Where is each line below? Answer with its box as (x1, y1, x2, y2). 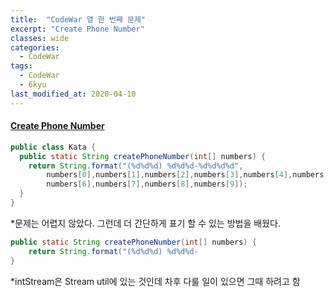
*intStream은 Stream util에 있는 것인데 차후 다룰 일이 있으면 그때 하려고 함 (10, 275, 301, 287)
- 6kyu (19, 80, 47, 90)
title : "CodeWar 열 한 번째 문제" (10, 14, 146, 25)
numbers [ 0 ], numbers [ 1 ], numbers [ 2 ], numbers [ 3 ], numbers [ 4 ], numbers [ (46, 170, 329, 180)
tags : (10, 61, 33, 71)
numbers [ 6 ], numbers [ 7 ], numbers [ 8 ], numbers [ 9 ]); (46, 179, 248, 190)
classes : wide (10, 33, 70, 43)
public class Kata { (10, 142, 97, 152)
